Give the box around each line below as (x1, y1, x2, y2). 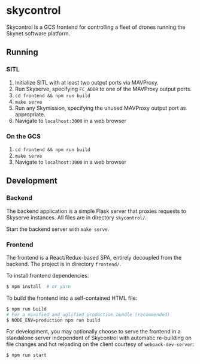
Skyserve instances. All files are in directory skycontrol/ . (6, 213, 147, 221)
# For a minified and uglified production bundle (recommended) (6, 311, 170, 318)
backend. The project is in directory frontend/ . (6, 260, 122, 267)
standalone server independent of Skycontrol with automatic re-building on (6, 334, 192, 342)
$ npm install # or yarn (6, 283, 71, 290)
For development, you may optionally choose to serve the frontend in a (6, 328, 181, 335)
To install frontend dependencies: (6, 272, 89, 279)
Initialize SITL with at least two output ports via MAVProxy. (14, 79, 159, 86)
